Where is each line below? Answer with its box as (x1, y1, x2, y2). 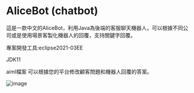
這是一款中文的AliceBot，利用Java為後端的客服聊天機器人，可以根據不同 (6, 24, 183, 31)
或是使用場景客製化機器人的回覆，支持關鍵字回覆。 (11, 31, 136, 39)
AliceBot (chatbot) (6, 4, 99, 18)
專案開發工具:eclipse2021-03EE (6, 44, 83, 51)
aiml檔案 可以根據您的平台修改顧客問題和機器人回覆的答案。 (6, 68, 153, 75)
